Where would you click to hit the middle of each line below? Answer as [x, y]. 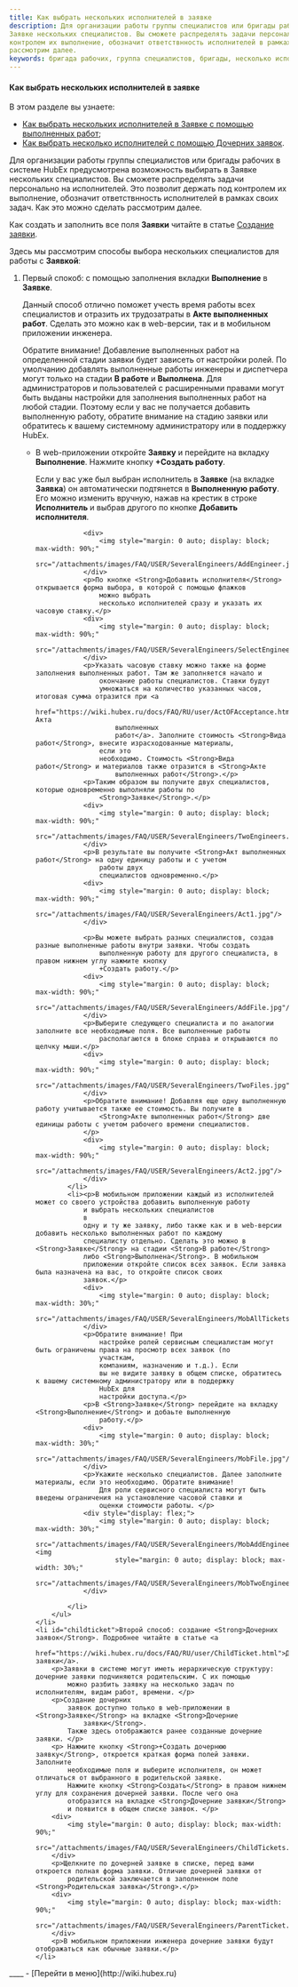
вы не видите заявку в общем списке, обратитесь [190, 1374]
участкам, [117, 1358]
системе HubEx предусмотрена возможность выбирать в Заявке [133, 170]
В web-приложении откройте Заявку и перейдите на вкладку [152, 453]
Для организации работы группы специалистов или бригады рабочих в [145, 160]
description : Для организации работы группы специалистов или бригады [142, 26]
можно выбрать [125, 596]
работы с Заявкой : [45, 261]
